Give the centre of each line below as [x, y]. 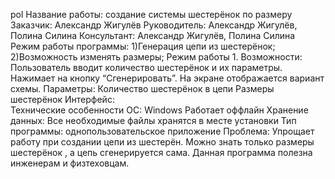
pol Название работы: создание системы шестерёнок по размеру [151, 14]
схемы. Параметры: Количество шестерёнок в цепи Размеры [142, 88]
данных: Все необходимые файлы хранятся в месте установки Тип [153, 120]
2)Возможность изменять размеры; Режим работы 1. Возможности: [156, 57]
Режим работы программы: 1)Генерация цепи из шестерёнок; [143, 46]
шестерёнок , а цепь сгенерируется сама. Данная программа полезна [161, 152]
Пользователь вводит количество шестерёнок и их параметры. [146, 67]
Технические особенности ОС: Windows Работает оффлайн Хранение [159, 110]
